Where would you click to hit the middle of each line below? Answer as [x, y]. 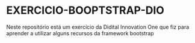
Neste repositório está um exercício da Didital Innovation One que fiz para [98, 27]
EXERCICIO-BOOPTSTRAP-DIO [85, 10]
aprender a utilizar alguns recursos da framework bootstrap [80, 33]
